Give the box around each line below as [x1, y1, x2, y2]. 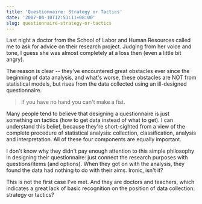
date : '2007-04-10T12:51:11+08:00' [6, 14, 96, 21]
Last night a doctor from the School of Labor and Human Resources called [6, 37, 191, 44]
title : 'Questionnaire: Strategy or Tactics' [6, 8, 122, 15]
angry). [6, 56, 25, 63]
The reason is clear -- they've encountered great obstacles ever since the [6, 68, 190, 75]
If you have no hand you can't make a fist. [21, 98, 125, 106]
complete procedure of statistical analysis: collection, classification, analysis [6, 129, 197, 136]
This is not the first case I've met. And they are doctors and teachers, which [6, 179, 195, 186]
